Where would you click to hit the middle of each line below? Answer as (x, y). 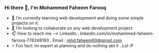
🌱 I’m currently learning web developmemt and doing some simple (77, 18)
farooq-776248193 (30, 41)
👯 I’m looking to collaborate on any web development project (72, 28)
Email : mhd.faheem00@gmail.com (87, 41)
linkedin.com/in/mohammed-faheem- (117, 33)
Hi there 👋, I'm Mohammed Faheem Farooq (56, 8)
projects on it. (25, 23)
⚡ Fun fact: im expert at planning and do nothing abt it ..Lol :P (72, 46)
